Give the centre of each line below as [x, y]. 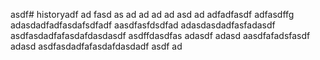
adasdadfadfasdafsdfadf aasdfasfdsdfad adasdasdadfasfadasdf [143, 25]
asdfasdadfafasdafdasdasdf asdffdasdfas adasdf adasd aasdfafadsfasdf [160, 35]
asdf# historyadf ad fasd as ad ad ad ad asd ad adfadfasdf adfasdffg [152, 14]
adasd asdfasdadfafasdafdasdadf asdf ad [96, 46]
